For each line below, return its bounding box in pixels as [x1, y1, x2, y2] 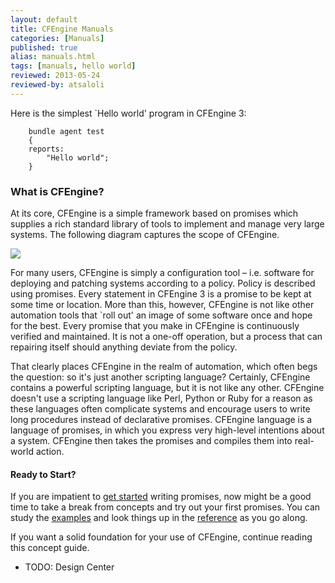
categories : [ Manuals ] [10, 33, 105, 43]
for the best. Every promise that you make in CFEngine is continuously [10, 320, 300, 332]
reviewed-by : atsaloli [10, 80, 105, 90]
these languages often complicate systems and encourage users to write [10, 403, 311, 415]
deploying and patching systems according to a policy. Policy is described [10, 277, 316, 290]
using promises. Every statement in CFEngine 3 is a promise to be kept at [10, 288, 312, 300]
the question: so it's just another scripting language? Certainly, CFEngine [10, 371, 311, 383]
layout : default [10, 14, 78, 25]
